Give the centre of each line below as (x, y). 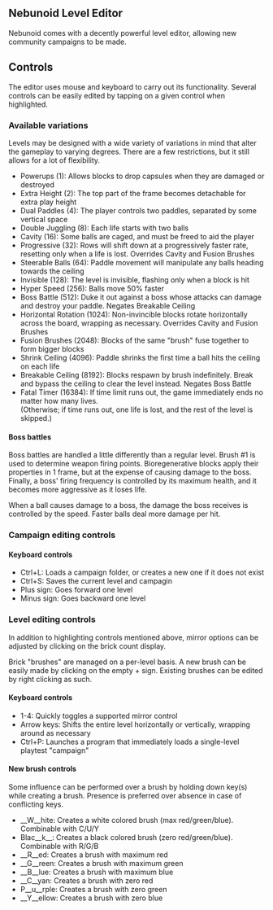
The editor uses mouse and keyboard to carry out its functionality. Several (132, 87)
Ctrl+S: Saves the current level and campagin (96, 581)
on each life (40, 366)
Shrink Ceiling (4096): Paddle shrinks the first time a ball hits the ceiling (140, 357)
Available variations (48, 125)
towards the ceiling (52, 271)
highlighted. (28, 104)
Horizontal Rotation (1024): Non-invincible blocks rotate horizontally (134, 314)
